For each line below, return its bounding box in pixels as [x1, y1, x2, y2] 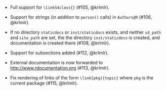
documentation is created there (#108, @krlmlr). [10, 40, 110, 46]
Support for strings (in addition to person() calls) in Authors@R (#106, [10, 14, 152, 20]
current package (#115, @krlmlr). [10, 80, 78, 86]
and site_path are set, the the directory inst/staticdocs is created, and [10, 35, 160, 40]
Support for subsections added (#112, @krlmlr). [10, 50, 109, 56]
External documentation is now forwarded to [10, 60, 103, 65]
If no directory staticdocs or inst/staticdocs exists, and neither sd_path [10, 29, 161, 35]
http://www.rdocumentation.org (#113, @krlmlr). [10, 65, 110, 71]
